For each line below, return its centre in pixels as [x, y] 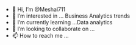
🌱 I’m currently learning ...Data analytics [62, 22]
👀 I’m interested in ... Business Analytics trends [71, 16]
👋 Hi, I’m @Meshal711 [39, 9]
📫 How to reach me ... [40, 36]
